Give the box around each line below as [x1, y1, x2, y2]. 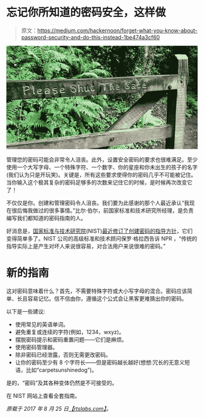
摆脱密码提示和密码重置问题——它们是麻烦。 [15, 335, 127, 343]
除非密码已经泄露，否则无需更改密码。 [15, 351, 111, 358]
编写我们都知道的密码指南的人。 [6, 214, 86, 222]
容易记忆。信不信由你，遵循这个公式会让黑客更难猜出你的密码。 [27, 295, 187, 302]
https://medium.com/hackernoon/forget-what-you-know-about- [37, 27, 198, 34]
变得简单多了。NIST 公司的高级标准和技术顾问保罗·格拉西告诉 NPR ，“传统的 [6, 235, 197, 242]
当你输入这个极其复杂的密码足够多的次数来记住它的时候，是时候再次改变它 [6, 179, 192, 186]
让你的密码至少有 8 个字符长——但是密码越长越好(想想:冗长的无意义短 [15, 358, 190, 366]
